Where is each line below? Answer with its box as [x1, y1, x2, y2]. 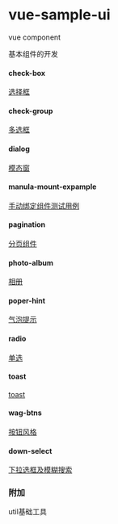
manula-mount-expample [8, 182, 97, 191]
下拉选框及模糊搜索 [8, 465, 73, 475]
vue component [8, 32, 61, 42]
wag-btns [8, 408, 42, 417]
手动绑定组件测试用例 [8, 200, 79, 211]
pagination [8, 220, 46, 229]
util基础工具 [8, 507, 47, 517]
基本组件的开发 [8, 48, 58, 58]
